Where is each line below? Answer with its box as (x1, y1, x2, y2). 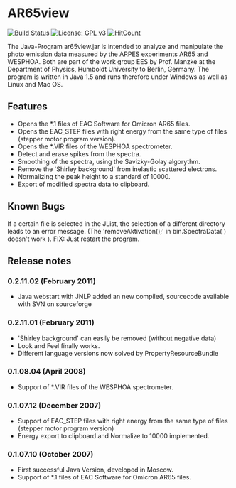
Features (7, 101, 48, 113)
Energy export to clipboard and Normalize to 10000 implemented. (17, 432, 210, 440)
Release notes (7, 254, 72, 267)
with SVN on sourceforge (17, 300, 92, 308)
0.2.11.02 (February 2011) (7, 276, 96, 286)
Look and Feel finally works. (17, 341, 100, 349)
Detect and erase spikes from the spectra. (17, 149, 141, 158)
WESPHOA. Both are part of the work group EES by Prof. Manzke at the (7, 57, 216, 65)
